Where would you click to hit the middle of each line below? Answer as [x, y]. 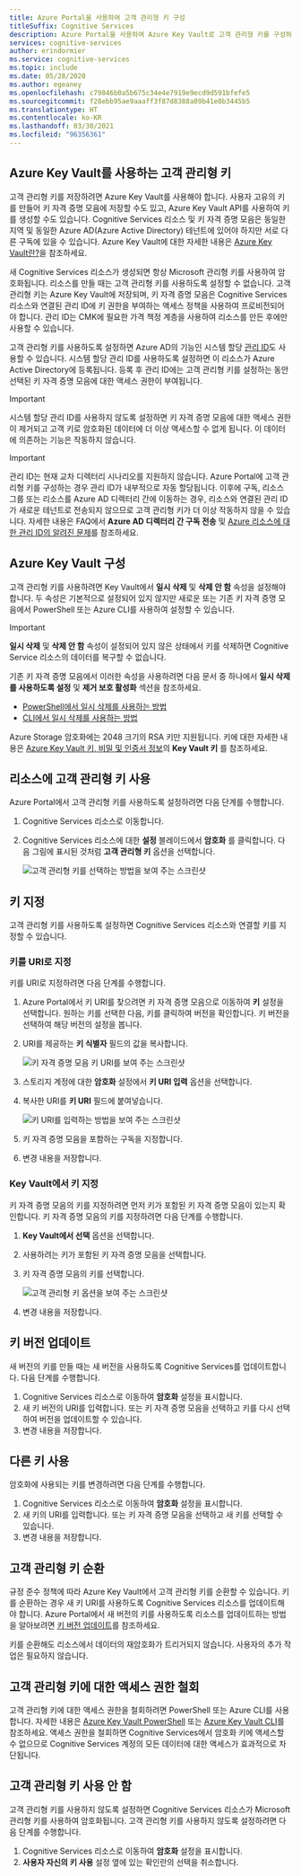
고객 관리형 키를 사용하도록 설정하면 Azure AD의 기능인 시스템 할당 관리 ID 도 [143, 347]
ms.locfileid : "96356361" [57, 135]
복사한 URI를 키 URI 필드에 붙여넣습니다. [92, 1101]
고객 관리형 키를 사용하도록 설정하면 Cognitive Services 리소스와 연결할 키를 [143, 925]
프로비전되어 [262, 305]
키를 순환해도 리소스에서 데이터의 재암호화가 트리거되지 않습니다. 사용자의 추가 [146, 1644]
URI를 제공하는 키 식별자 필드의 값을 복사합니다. [105, 1044]
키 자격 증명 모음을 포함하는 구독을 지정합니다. [103, 1139]
